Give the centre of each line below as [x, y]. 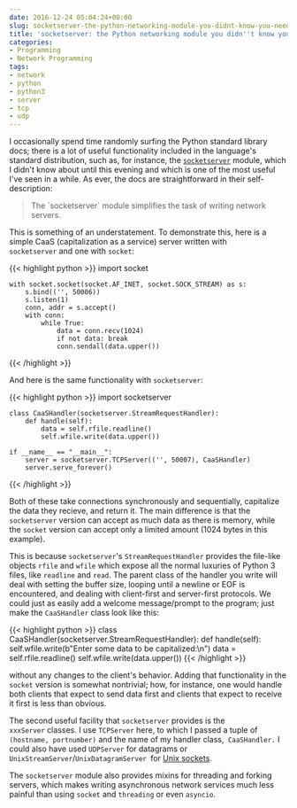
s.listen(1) [47, 300]
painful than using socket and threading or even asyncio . [113, 795]
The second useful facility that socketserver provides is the [117, 721]
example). [27, 539]
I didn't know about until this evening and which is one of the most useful [142, 170]
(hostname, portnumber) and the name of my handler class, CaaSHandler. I [145, 740]
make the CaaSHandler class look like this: [84, 613]
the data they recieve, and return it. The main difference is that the [130, 511]
